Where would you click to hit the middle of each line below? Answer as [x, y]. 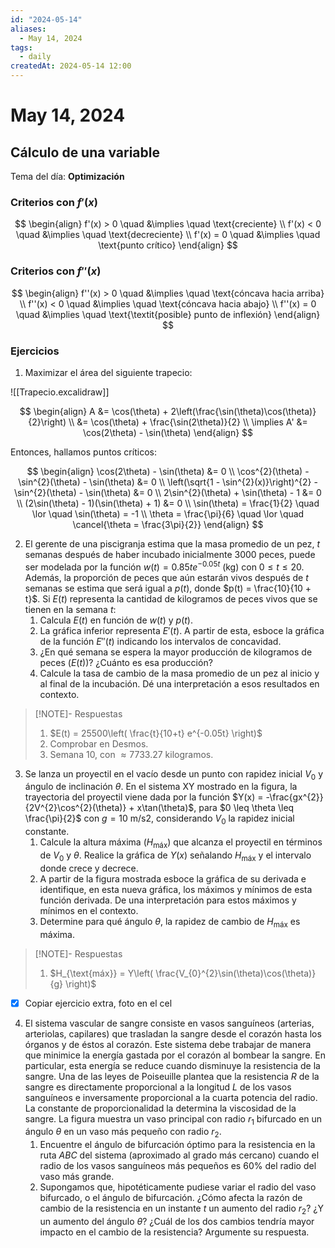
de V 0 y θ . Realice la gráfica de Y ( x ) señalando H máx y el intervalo [175, 856]
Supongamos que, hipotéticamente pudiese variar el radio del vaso [178, 1187]
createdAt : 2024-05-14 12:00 [71, 66]
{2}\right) [47, 422]
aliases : [28, 29]
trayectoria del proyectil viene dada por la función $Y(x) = [144, 797]
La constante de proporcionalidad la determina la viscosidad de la [160, 1108]
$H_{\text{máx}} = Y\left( [101, 973]
